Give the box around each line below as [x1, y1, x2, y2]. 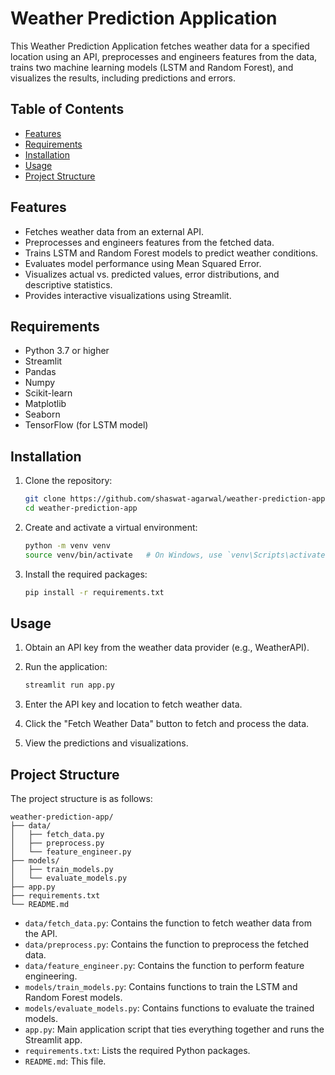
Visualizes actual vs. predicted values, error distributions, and [24, 268, 280, 280]
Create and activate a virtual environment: [24, 521, 198, 533]
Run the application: [24, 661, 108, 673]
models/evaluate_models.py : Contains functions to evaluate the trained [24, 1002, 315, 1014]
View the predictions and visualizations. [24, 737, 189, 749]
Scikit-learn [24, 387, 73, 399]
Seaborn [24, 408, 61, 421]
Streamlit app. [24, 1034, 83, 1046]
